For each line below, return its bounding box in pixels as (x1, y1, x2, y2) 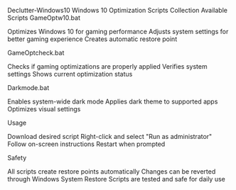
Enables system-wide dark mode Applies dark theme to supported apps (7, 97, 218, 106)
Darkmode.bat (7, 84, 50, 91)
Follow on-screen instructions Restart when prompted (7, 140, 166, 148)
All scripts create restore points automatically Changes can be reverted (7, 167, 216, 176)
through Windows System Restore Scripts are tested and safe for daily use (7, 175, 225, 183)
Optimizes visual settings (7, 105, 81, 113)
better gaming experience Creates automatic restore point (7, 35, 178, 43)
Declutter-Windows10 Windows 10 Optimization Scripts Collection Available (7, 6, 227, 14)
